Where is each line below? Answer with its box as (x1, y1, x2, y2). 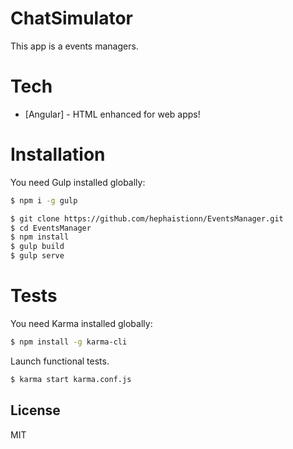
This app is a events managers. (10, 40, 139, 52)
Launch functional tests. (10, 355, 110, 367)
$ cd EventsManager (10, 223, 92, 233)
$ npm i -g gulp (10, 195, 78, 206)
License (10, 402, 61, 419)
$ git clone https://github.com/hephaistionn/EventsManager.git (10, 213, 284, 224)
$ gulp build (10, 242, 65, 252)
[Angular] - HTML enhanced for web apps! (24, 108, 201, 120)
